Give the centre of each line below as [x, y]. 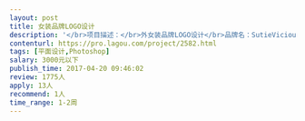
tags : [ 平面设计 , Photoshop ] [60, 52]
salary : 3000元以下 [44, 60]
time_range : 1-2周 [44, 102]
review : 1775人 [37, 77]
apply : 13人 [31, 86]
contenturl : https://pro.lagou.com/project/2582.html [113, 43]
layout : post [34, 18]
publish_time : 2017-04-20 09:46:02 [77, 69]
